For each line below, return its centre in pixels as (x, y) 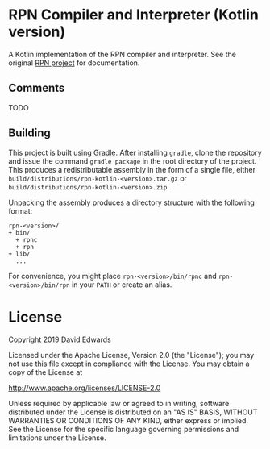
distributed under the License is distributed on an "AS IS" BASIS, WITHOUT (133, 412)
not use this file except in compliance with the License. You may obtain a (129, 364)
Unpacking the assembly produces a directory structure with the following (132, 202)
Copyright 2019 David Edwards (60, 339)
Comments (37, 88)
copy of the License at (46, 372)
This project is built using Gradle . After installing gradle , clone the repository (135, 152)
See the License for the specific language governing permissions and (124, 429)
